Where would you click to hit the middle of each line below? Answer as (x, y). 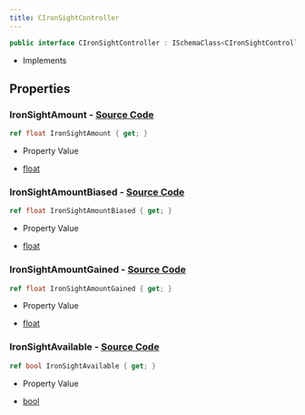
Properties (40, 89)
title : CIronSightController (64, 18)
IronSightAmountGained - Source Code (98, 269)
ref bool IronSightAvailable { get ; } (83, 366)
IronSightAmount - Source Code (82, 115)
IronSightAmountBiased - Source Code (97, 192)
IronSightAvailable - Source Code (84, 347)
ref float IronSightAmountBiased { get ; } (91, 211)
